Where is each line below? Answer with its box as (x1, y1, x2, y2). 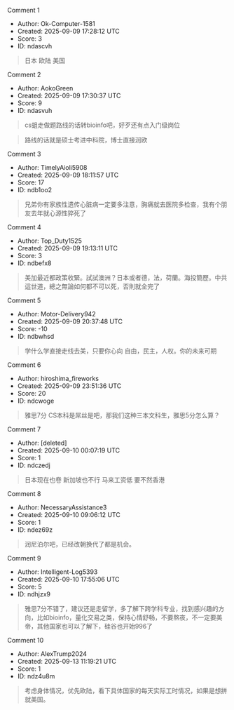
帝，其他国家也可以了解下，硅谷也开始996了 (24, 622, 153, 630)
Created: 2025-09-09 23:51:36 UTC (17, 382, 122, 390)
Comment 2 (7, 70, 41, 79)
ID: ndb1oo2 (17, 186, 53, 194)
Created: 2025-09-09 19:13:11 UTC (17, 244, 118, 252)
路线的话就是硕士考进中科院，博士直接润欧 (24, 136, 148, 144)
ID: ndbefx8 (17, 259, 52, 267)
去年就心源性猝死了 (30, 209, 86, 217)
